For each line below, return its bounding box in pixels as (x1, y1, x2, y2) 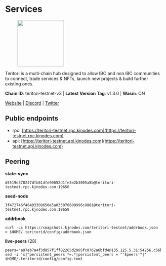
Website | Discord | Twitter (5, 100, 59, 106)
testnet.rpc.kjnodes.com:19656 (5, 184, 70, 190)
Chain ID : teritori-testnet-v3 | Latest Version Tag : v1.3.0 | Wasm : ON (5, 90, 145, 96)
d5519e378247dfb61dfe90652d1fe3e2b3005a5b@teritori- (5, 180, 116, 185)
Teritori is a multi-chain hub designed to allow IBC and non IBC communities (5, 70, 160, 76)
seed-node (5, 193, 29, 199)
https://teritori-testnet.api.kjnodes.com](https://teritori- (22, 138, 135, 144)
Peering (5, 157, 30, 166)
